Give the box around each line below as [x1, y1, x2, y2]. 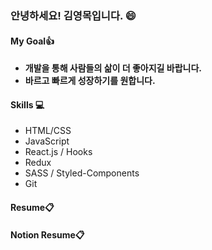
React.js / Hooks [24, 146, 93, 158]
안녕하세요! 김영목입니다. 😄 [10, 8, 137, 22]
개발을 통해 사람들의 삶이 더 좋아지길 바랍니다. [24, 62, 202, 74]
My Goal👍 [10, 35, 55, 47]
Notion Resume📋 [10, 228, 85, 241]
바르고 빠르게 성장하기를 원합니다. [24, 75, 156, 87]
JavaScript [24, 135, 70, 147]
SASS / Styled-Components [24, 167, 140, 179]
